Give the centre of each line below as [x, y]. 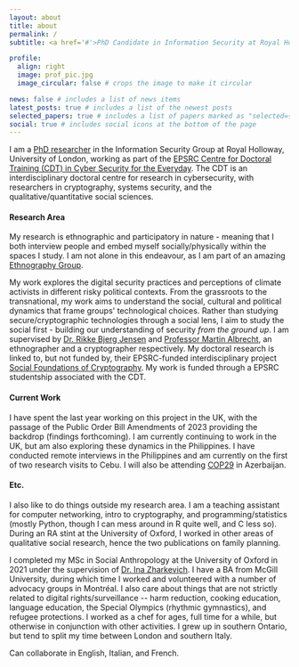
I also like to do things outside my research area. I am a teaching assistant [145, 505]
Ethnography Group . [46, 265]
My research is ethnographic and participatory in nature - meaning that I [141, 237]
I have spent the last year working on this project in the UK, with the [133, 417]
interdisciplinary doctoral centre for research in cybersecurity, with [132, 178]
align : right [41, 67]
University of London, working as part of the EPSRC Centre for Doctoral [141, 159]
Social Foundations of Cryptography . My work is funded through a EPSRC [144, 368]
